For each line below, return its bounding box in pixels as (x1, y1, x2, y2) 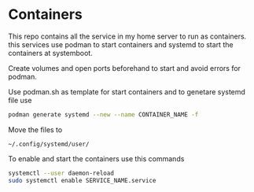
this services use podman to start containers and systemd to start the (8, 39, 234, 49)
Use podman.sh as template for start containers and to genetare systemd (8, 87, 246, 96)
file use (8, 95, 32, 105)
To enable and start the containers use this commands (8, 153, 185, 163)
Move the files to (8, 124, 63, 135)
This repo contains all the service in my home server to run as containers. (8, 31, 247, 41)
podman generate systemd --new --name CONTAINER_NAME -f (8, 110, 199, 119)
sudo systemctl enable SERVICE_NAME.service (8, 176, 156, 184)
